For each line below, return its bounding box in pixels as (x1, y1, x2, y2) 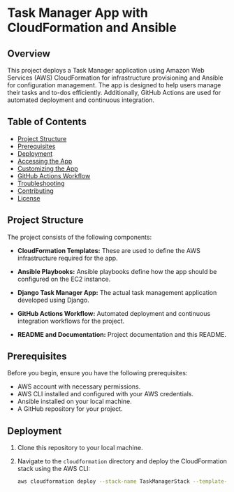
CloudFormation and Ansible (7, 20, 177, 36)
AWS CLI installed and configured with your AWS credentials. (17, 390, 194, 398)
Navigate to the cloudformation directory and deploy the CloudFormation (17, 457, 227, 465)
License (17, 194, 41, 202)
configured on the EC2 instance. (17, 275, 111, 283)
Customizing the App (17, 164, 78, 173)
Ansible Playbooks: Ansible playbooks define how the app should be (17, 267, 217, 275)
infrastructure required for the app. (17, 254, 118, 262)
